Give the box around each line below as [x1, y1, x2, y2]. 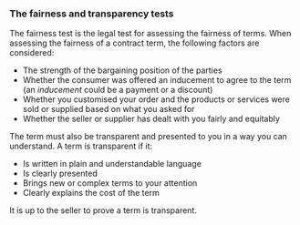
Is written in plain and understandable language [22, 159, 202, 169]
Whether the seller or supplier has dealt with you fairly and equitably [22, 113, 281, 125]
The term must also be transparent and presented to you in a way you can [9, 131, 287, 142]
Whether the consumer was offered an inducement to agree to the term [22, 75, 292, 86]
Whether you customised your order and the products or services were [22, 94, 290, 105]
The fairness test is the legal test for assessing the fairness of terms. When [9, 28, 292, 39]
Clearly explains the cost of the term [22, 188, 160, 199]
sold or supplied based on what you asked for [22, 104, 195, 115]
